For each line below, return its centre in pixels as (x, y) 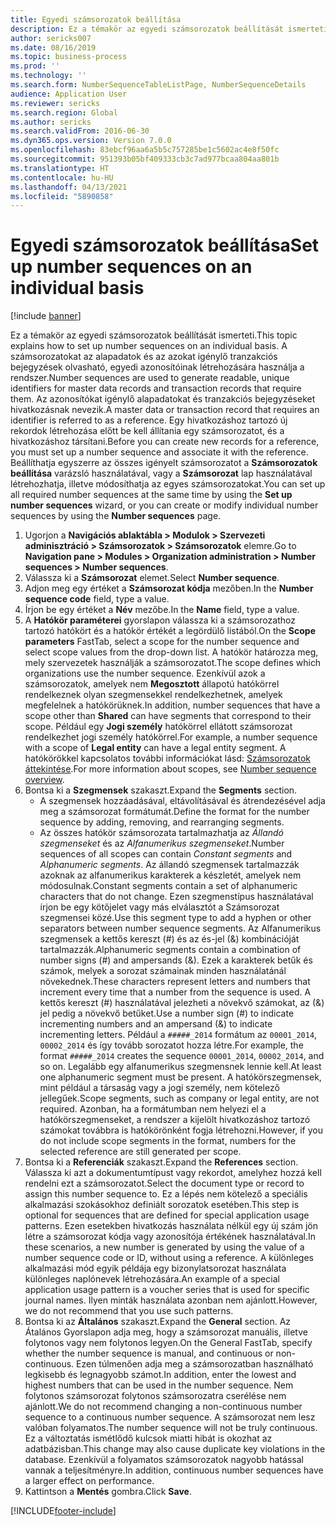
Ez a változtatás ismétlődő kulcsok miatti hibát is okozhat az (148, 1438)
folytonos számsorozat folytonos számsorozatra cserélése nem (155, 1396)
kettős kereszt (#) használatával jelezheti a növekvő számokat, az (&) (182, 1003)
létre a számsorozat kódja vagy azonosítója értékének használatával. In (170, 1237)
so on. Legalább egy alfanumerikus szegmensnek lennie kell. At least (180, 1067)
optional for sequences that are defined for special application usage (167, 1215)
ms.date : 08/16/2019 (53, 47)
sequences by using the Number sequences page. (116, 516)
